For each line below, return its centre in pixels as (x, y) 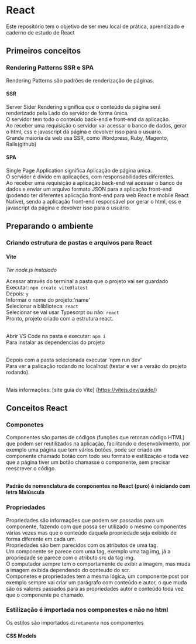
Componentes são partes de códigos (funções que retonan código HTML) (95, 438)
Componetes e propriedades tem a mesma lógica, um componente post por (97, 576)
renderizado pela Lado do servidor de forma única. (67, 113)
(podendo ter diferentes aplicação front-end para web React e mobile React (97, 195)
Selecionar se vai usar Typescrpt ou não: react (63, 312)
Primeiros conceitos (43, 51)
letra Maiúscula (25, 493)
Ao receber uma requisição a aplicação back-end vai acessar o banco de (94, 183)
